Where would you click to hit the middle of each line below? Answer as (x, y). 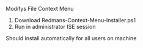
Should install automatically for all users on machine (71, 38)
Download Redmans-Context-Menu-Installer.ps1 (75, 20)
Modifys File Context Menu (40, 9)
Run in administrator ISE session (55, 27)
